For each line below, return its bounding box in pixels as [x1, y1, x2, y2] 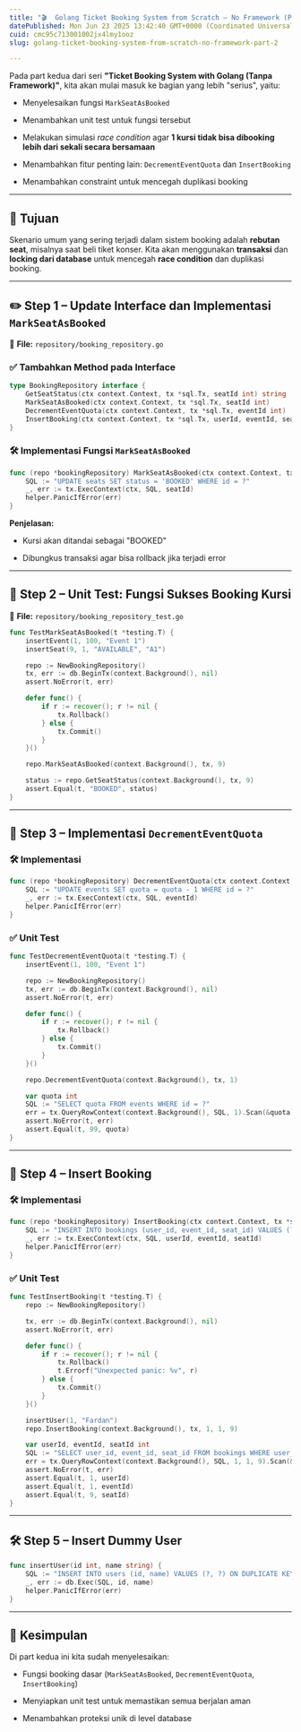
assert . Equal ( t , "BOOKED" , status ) [25, 785, 159, 794]
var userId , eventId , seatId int [25, 1440, 150, 1450]
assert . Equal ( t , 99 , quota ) [25, 1125, 130, 1134]
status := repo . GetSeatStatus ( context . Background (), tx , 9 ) [25, 776, 254, 785]
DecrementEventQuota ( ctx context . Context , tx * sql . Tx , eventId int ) [25, 406, 287, 415]
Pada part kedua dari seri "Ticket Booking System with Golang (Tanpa [9, 71, 273, 82]
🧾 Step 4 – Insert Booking [9, 1167, 152, 1182]
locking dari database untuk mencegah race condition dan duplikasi [9, 254, 264, 264]
